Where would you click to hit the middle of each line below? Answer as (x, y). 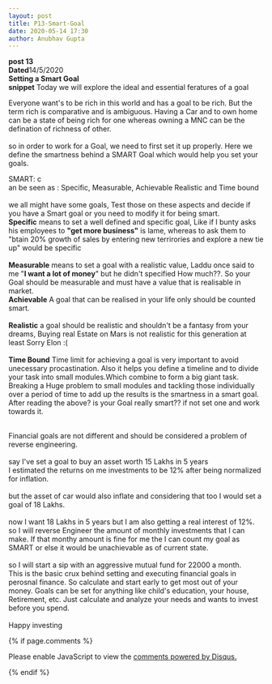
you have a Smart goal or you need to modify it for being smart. (114, 214)
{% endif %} (29, 673)
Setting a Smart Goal (44, 79)
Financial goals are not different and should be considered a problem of (128, 436)
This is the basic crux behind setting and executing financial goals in (123, 574)
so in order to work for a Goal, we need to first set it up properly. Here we (131, 146)
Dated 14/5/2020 (36, 71)
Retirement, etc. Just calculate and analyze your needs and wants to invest (134, 600)
